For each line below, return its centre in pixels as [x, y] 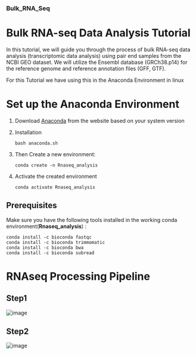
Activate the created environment [56, 176]
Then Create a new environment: [55, 154]
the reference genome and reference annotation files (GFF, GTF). [86, 68]
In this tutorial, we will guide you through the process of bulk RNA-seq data [98, 50]
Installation [28, 132]
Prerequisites [32, 206]
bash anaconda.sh [36, 143]
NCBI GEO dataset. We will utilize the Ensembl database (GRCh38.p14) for [97, 62]
